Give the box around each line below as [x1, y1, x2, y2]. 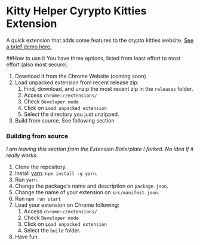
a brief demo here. [6, 43, 52, 50]
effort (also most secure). [6, 61, 69, 68]
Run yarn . [14, 176, 39, 183]
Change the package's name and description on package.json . [14, 182, 169, 189]
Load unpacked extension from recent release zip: [14, 79, 139, 86]
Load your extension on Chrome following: [14, 201, 119, 209]
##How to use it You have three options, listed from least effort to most [6, 54, 181, 62]
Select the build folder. [23, 227, 81, 234]
